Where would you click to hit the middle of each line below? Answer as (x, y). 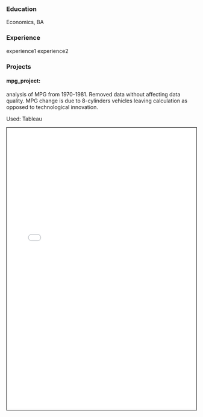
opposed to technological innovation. (52, 107)
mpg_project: (23, 81)
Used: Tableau (24, 119)
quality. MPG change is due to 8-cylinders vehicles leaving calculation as (97, 101)
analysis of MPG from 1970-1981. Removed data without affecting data (93, 94)
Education (22, 9)
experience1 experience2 (37, 51)
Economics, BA (25, 22)
